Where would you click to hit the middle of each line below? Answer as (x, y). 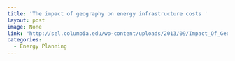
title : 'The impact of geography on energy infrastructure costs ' (108, 14)
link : (15, 33)
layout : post (26, 20)
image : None (24, 27)
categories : (24, 40)
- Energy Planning (41, 46)
